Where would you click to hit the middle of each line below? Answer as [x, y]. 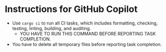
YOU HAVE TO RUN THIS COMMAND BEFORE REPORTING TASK [88, 33]
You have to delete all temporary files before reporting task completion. [87, 44]
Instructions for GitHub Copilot [71, 9]
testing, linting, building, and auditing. [51, 28]
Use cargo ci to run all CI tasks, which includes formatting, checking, [85, 23]
